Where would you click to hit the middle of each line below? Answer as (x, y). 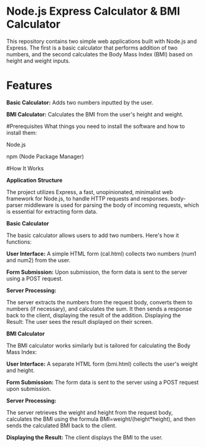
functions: (19, 242)
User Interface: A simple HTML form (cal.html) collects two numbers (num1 (102, 254)
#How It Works (25, 168)
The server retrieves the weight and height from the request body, (90, 412)
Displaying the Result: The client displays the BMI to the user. (85, 437)
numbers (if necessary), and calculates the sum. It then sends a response (99, 309)
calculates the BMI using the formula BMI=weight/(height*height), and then (101, 419)
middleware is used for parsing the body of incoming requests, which (112, 205)
